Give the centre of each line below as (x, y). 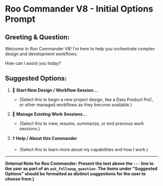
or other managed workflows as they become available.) (76, 105)
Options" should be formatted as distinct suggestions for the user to (75, 173)
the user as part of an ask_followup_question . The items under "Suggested (81, 169)
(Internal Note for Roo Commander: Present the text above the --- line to (79, 163)
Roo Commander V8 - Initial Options (79, 9)
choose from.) (20, 179)
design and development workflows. (41, 54)
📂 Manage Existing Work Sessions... (49, 114)
